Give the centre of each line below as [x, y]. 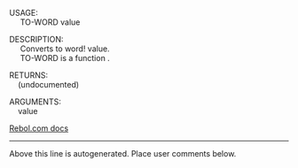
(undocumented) [48, 84]
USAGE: [24, 13]
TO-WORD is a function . [65, 58]
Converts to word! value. [65, 49]
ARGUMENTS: [35, 102]
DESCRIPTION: [36, 39]
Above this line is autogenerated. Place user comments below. [123, 153]
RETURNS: [29, 75]
